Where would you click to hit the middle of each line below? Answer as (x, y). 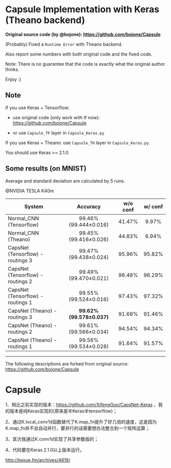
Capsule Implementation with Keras (82, 9)
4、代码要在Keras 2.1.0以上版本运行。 (45, 450)
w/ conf (153, 206)
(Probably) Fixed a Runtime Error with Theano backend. (64, 44)
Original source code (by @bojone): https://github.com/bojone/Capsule (83, 34)
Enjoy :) (13, 79)
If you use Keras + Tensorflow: (37, 108)
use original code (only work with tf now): (56, 117)
